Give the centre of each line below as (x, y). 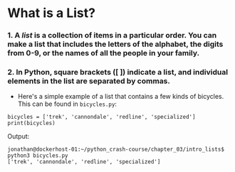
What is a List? (52, 13)
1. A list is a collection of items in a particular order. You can (112, 36)
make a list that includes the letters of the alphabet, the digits (115, 44)
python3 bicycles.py (38, 156)
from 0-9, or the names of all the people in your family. (104, 53)
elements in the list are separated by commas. (89, 81)
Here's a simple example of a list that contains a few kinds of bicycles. (121, 97)
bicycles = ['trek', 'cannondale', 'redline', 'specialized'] (101, 117)
